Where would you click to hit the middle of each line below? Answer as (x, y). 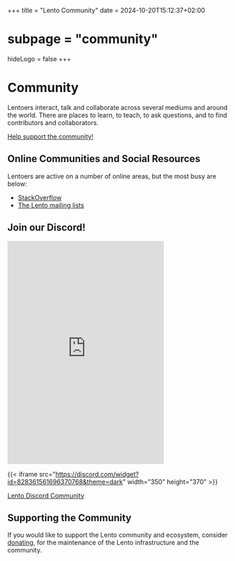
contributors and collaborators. (53, 122)
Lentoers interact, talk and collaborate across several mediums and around (117, 107)
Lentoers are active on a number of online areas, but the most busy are (112, 176)
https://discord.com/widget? (97, 474)
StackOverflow (40, 197)
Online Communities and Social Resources (104, 159)
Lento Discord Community (46, 495)
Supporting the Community (70, 518)
